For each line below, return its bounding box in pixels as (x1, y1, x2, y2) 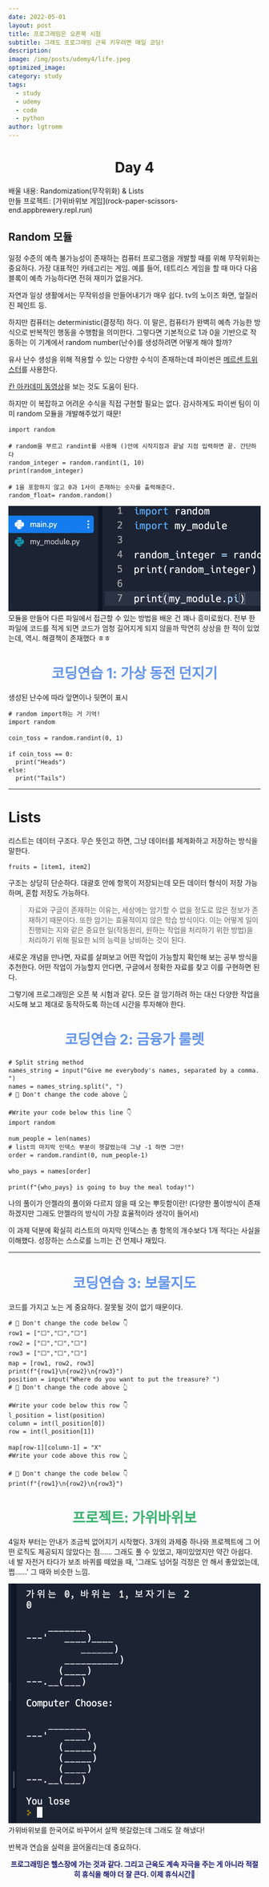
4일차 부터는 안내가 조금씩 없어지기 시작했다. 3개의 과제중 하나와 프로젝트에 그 (8, 1536, 252, 1546)
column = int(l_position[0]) (8, 1419, 106, 1427)
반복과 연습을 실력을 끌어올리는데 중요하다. (8, 1842, 142, 1853)
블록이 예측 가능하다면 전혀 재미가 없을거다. (8, 273, 143, 282)
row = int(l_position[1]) (8, 1427, 94, 1435)
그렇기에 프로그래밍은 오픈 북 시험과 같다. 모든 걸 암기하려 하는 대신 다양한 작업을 (8, 989, 260, 999)
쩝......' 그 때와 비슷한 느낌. (8, 1567, 90, 1577)
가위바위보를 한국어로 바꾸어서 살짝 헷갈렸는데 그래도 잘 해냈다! (8, 1825, 206, 1835)
